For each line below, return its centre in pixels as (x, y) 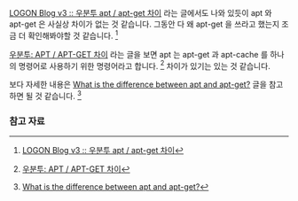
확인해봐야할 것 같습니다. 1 (73, 35)
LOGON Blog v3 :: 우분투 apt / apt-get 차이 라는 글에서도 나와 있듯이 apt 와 (141, 13)
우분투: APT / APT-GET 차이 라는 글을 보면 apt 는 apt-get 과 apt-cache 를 (139, 54)
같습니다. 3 (63, 95)
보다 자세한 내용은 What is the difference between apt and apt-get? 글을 (138, 85)
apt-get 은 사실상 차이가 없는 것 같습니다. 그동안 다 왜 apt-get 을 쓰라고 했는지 (145, 24)
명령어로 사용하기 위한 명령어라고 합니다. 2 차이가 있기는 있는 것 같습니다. (144, 65)
